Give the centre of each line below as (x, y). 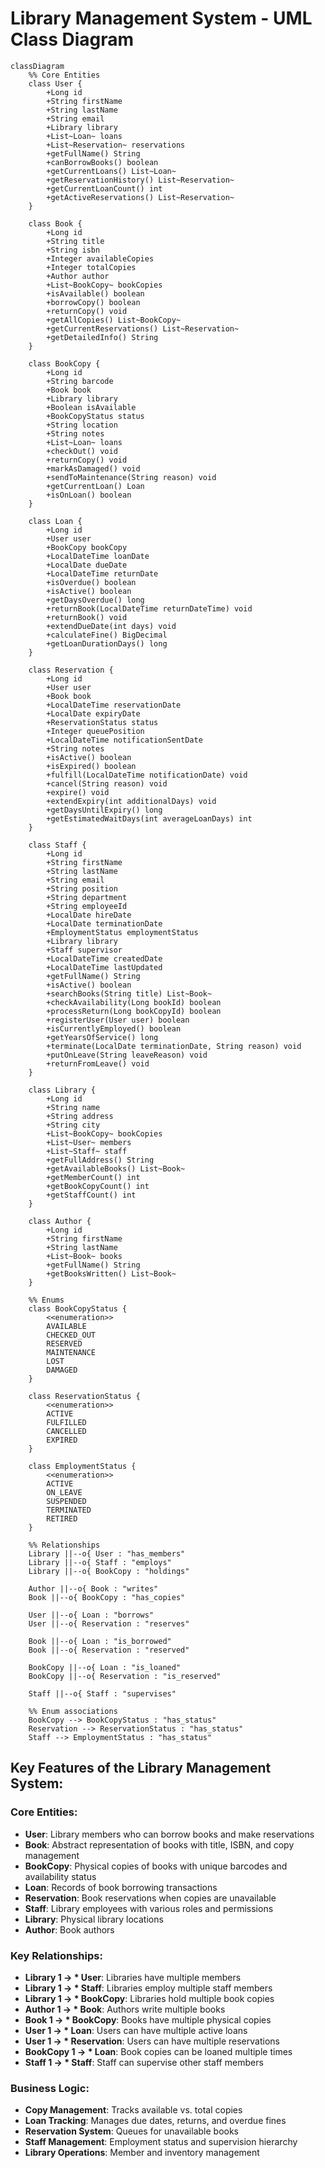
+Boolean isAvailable (91, 407)
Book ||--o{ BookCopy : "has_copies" (107, 1597)
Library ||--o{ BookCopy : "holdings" (109, 1571)
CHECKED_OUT (71, 1335)
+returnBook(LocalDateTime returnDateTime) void (149, 608)
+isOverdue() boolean (91, 582)
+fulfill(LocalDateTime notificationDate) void (147, 775)
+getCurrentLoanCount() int (104, 188)
